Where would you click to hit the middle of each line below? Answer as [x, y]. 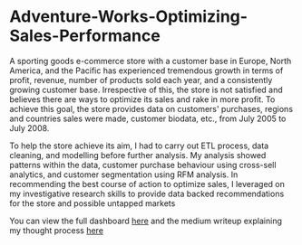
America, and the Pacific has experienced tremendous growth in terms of [146, 71]
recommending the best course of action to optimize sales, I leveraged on [147, 184]
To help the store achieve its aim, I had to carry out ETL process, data [139, 146]
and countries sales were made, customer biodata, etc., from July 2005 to [148, 118]
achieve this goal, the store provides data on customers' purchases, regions [151, 108]
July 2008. [29, 127]
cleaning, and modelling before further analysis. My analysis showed [138, 155]
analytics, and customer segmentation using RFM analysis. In [124, 174]
